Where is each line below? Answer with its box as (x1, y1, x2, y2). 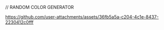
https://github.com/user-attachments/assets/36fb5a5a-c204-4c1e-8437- (5, 14, 159, 19)
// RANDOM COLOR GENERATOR (5, 4, 74, 10)
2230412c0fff (5, 19, 34, 25)
